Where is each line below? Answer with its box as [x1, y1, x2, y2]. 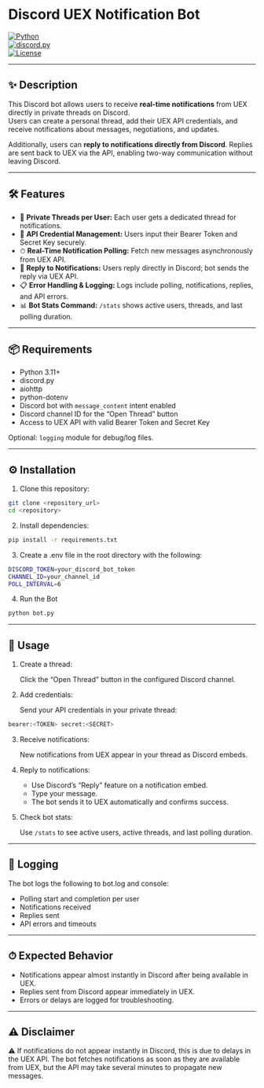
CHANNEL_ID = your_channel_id [8, 573, 101, 581]
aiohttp [19, 384, 43, 394]
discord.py [19, 376, 55, 385]
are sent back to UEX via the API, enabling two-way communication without [8, 148, 253, 157]
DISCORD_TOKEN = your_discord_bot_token [8, 565, 135, 574]
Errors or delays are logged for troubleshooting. [19, 995, 174, 1005]
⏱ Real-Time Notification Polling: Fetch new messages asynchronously [19, 245, 253, 255]
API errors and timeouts [19, 919, 97, 928]
